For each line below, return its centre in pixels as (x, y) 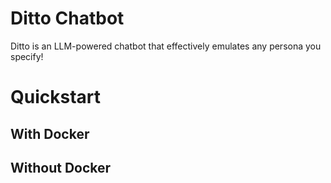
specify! (27, 56)
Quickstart (56, 97)
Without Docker (61, 167)
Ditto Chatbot (67, 18)
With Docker (50, 133)
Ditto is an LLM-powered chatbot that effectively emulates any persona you (166, 46)
